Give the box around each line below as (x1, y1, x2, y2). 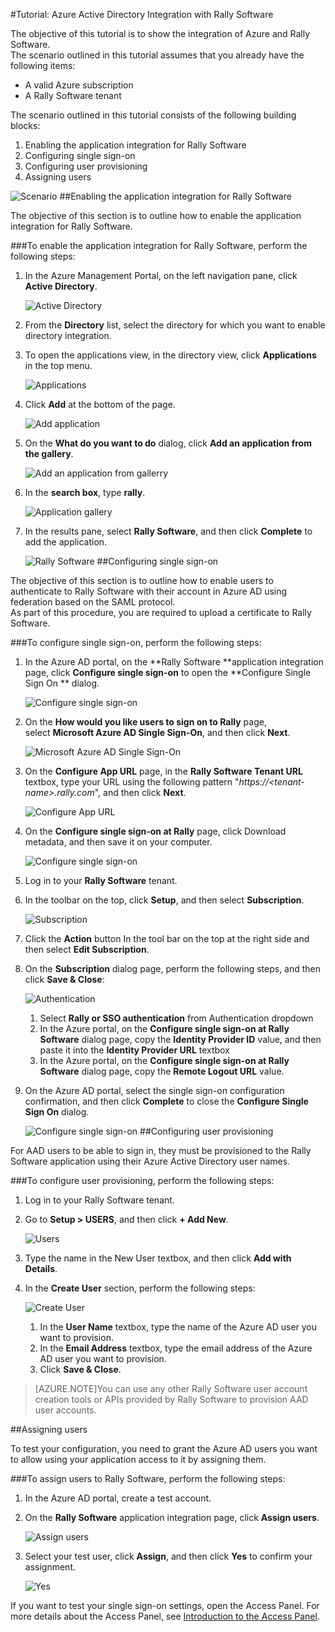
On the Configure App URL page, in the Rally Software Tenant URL (24, 765, 303, 777)
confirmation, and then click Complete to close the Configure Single (24, 1095, 309, 1107)
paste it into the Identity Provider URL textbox (39, 1044, 230, 1056)
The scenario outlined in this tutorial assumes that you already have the (10, 49, 305, 61)
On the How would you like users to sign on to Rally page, (24, 716, 267, 728)
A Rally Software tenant (24, 90, 122, 101)
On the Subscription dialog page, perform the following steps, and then (24, 963, 322, 974)
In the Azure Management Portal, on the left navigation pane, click (24, 270, 298, 281)
